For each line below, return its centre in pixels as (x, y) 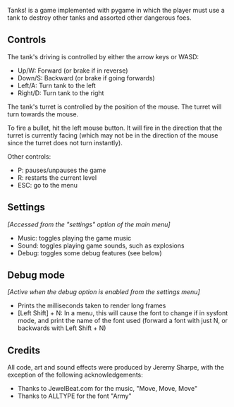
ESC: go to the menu (48, 185)
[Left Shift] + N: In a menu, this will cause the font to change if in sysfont (123, 313)
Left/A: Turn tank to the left (57, 85)
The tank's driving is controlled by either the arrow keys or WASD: (103, 56)
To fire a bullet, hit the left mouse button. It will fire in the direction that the (115, 128)
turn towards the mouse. (43, 114)
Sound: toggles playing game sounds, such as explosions (101, 245)
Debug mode (36, 275)
